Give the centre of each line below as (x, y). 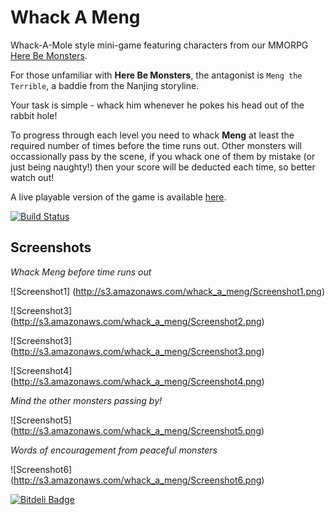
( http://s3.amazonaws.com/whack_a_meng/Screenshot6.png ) (137, 480)
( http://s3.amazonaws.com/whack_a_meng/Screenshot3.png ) (137, 351)
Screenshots (51, 247)
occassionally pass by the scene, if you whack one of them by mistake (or (163, 156)
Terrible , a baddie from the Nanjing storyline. (105, 85)
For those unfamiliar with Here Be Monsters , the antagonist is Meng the (156, 75)
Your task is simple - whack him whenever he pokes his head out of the (157, 105)
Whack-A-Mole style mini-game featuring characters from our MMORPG (159, 45)
